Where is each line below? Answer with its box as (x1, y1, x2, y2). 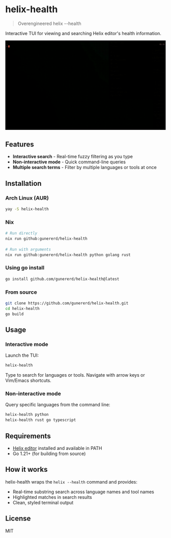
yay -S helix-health (5, 206, 49, 212)
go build (5, 312, 24, 317)
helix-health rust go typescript (5, 417, 76, 423)
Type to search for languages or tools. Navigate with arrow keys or (5, 372, 145, 378)
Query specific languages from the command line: (5, 402, 110, 408)
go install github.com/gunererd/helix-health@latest (5, 276, 120, 281)
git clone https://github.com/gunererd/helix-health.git (5, 300, 129, 306)
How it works (5, 465, 48, 474)
